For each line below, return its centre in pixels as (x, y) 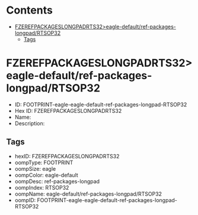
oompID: (25, 200)
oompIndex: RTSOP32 (42, 187)
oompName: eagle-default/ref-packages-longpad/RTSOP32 (88, 194)
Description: (30, 123)
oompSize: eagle (35, 168)
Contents (30, 10)
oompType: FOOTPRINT (44, 162)
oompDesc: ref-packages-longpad (57, 181)
